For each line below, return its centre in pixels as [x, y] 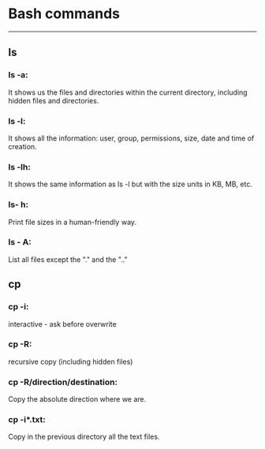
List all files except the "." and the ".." [68, 259]
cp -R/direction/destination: [63, 382]
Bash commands [64, 14]
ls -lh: [20, 167]
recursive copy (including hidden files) [71, 361]
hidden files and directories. [54, 100]
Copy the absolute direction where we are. [77, 399]
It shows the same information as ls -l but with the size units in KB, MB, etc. [130, 184]
